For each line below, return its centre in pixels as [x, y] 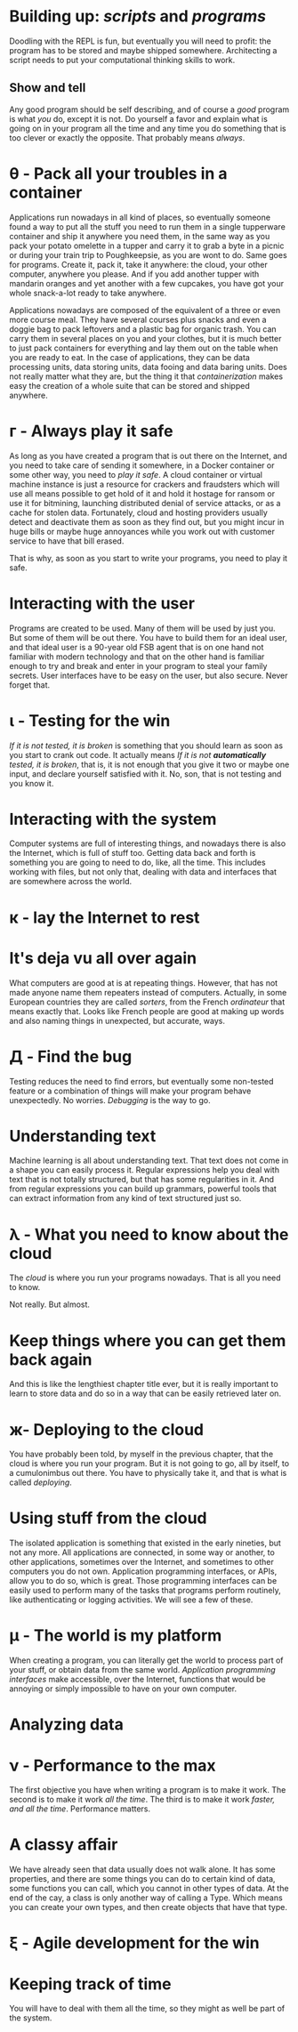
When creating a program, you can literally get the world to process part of [146, 1660]
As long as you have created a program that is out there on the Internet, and [148, 456]
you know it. [32, 783]
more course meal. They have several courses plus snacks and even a [138, 319]
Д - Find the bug [71, 1056]
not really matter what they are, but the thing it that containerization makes [146, 376]
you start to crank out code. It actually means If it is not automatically [138, 754]
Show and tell [48, 88]
